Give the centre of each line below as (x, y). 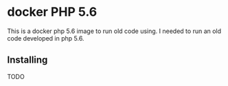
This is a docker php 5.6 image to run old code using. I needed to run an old (114, 31)
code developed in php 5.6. (46, 38)
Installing (27, 60)
